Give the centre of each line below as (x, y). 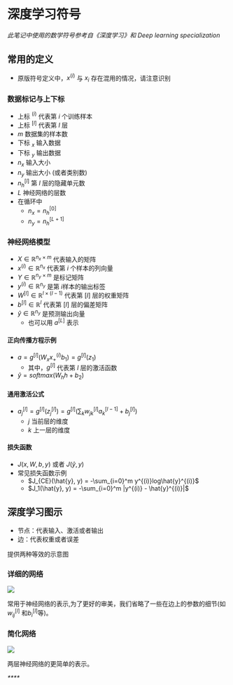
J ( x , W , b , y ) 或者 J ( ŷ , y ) (51, 464)
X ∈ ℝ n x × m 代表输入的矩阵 (57, 258)
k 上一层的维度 (49, 430)
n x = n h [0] (42, 211)
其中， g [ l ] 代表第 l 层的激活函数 (72, 367)
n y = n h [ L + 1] (46, 221)
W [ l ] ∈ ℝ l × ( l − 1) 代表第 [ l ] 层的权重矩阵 (73, 294)
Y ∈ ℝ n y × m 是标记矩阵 (50, 277)
